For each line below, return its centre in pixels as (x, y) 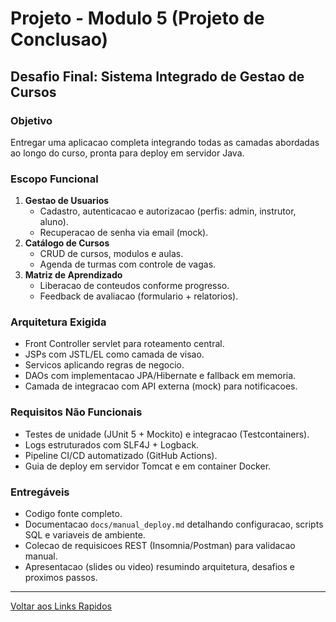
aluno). (54, 222)
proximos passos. (61, 578)
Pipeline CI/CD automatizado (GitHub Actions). (121, 455)
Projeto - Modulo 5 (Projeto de (137, 18)
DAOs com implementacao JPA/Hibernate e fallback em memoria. (160, 376)
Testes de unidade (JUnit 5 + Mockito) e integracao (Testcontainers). (167, 434)
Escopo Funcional (54, 179)
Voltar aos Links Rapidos (61, 606)
